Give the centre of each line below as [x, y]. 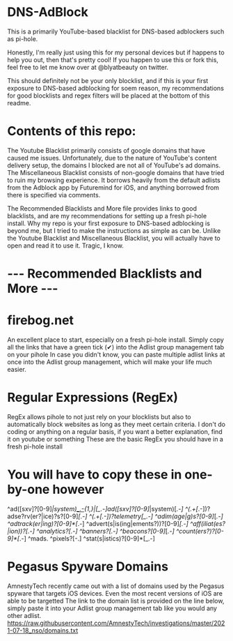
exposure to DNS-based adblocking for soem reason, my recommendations [116, 88]
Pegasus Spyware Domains [88, 567]
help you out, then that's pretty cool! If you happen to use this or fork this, [113, 59]
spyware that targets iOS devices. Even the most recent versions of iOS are [115, 593]
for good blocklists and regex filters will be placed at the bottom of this [109, 96]
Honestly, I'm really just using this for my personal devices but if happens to [116, 52]
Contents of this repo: [72, 131]
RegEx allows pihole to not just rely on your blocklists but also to [99, 416]
